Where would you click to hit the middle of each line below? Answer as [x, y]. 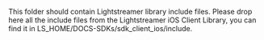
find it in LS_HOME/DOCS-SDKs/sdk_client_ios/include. [101, 28]
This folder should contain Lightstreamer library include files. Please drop [130, 12]
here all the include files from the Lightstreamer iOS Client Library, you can [132, 20]
